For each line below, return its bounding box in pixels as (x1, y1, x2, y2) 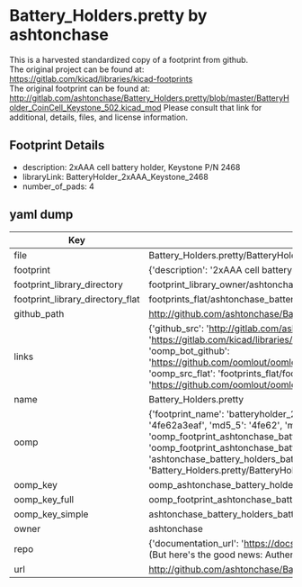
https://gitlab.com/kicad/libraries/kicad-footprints (9, 73, 193, 84)
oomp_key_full (13, 492, 75, 505)
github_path (13, 307, 65, 320)
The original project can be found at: (9, 64, 145, 75)
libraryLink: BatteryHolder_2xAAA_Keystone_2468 (22, 171, 209, 182)
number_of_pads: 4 (22, 181, 94, 192)
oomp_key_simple (13, 508, 89, 520)
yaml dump (9, 207, 74, 222)
